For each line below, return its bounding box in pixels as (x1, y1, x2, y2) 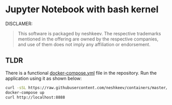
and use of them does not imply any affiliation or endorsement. (17, 41, 151, 47)
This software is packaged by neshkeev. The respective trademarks (17, 30, 161, 36)
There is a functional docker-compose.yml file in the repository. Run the (5, 70, 157, 76)
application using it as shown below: (5, 75, 82, 81)
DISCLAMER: (5, 20, 33, 27)
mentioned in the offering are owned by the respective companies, (17, 36, 159, 42)
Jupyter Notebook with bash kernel (5, 4, 159, 15)
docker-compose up (5, 90, 45, 95)
